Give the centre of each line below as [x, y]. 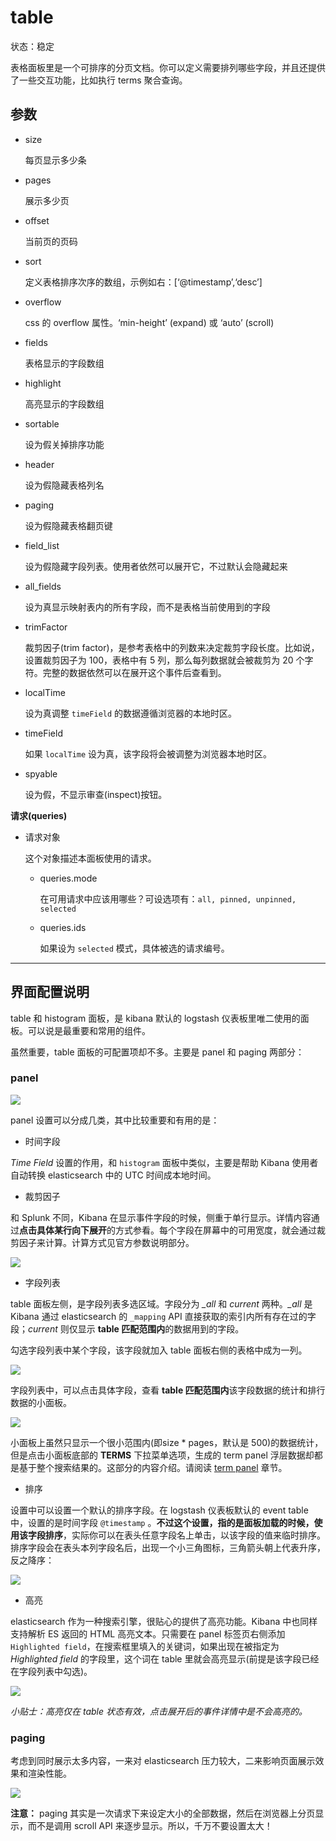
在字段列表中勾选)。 [51, 1671]
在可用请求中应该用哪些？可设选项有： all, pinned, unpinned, [168, 898]
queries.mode [68, 878]
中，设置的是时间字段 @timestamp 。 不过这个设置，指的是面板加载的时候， [162, 1522]
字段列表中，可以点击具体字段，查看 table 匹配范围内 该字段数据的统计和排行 [168, 1390]
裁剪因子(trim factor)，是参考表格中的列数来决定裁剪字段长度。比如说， [172, 647]
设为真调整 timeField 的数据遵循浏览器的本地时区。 [131, 713]
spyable [41, 773]
